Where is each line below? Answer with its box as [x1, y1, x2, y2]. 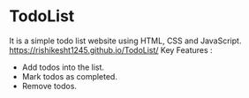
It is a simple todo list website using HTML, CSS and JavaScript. [9, 35, 242, 46]
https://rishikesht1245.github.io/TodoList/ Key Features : [9, 44, 214, 55]
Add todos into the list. [21, 62, 104, 72]
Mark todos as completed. [21, 71, 117, 81]
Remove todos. [21, 80, 78, 91]
